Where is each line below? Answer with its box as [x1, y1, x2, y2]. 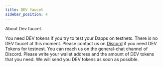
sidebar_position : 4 [5, 12, 48, 17]
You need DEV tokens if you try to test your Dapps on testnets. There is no [5, 35, 158, 41]
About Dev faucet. [5, 25, 43, 31]
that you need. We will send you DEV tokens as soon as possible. [5, 56, 139, 62]
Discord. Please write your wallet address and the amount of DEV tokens [5, 51, 155, 57]
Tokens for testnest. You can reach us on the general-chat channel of [5, 46, 148, 52]
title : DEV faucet [5, 7, 43, 12]
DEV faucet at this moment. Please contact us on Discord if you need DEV [5, 40, 157, 46]
